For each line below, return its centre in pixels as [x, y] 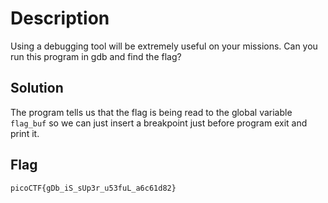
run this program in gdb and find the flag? [96, 56]
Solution [37, 88]
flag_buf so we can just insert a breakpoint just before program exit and [159, 123]
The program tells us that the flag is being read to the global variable [151, 112]
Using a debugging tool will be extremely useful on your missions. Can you [164, 46]
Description [60, 18]
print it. [25, 133]
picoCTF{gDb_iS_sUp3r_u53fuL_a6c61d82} [93, 188]
